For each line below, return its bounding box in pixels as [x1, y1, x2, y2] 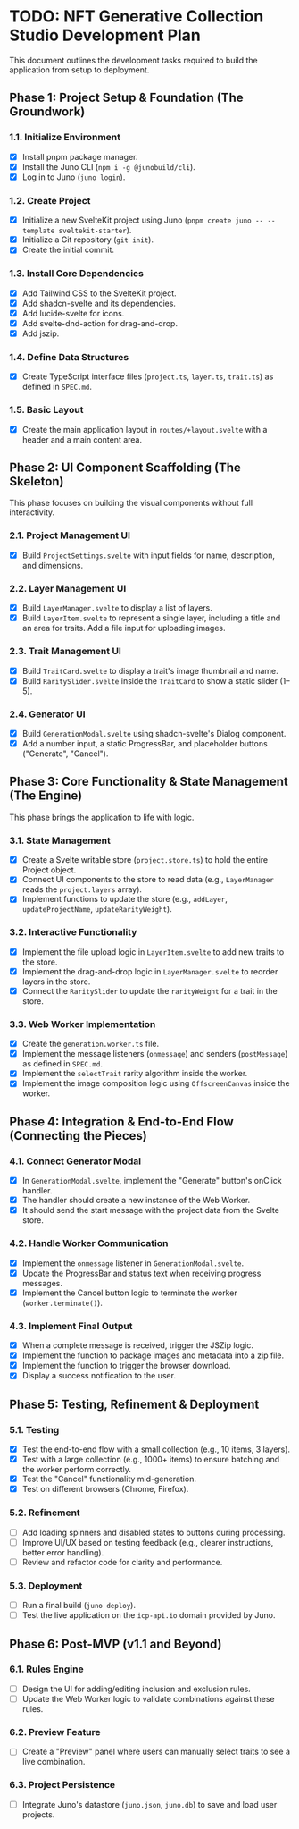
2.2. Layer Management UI [9, 582, 127, 594]
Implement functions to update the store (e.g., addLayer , [21, 894, 228, 905]
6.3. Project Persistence [9, 1779, 116, 1791]
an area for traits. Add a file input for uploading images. [21, 623, 226, 634]
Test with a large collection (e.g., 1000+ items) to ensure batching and [21, 1454, 280, 1465]
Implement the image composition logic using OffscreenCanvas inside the [21, 1078, 290, 1089]
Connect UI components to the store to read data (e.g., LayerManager [21, 874, 274, 885]
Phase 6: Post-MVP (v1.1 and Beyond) [9, 1636, 222, 1651]
